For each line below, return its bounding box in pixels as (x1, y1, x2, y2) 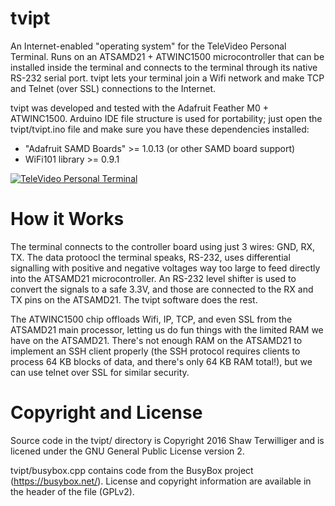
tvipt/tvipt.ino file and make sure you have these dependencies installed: (10, 123, 310, 135)
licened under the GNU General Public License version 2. (10, 445, 245, 457)
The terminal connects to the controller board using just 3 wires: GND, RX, (10, 240, 316, 252)
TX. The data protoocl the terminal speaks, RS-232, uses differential (10, 251, 291, 263)
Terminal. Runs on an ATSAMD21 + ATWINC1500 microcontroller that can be (10, 50, 325, 62)
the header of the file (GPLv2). (10, 485, 135, 497)
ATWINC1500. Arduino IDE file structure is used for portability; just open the (10, 112, 323, 124)
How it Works (10, 208, 125, 231)
